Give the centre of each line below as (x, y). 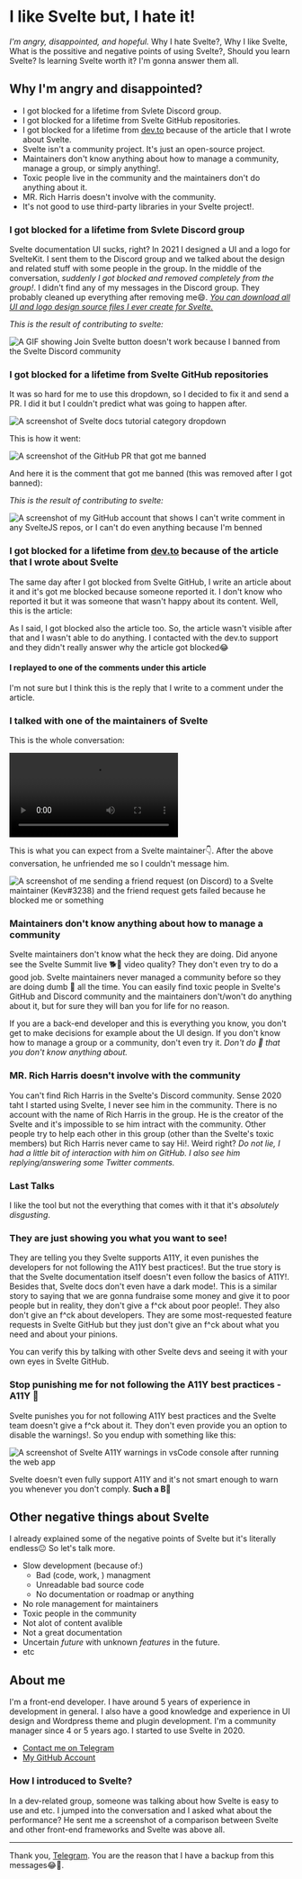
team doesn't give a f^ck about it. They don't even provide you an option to (148, 1425)
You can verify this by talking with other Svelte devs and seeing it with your (148, 1352)
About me (37, 1680)
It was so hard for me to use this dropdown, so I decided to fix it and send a (149, 395)
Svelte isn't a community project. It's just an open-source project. (143, 149)
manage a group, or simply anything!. (92, 168)
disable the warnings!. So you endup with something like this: (123, 1435)
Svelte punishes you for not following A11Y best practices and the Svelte (143, 1415)
